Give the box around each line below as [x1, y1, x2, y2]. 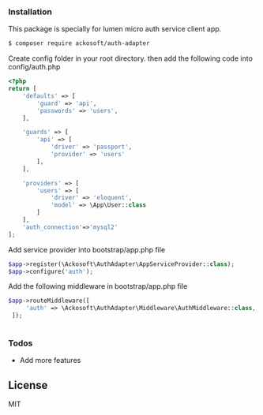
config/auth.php [8, 62, 61, 72]
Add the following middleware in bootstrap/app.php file [8, 282, 188, 291]
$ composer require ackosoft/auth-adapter [8, 39, 150, 47]
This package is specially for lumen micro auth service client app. [8, 24, 222, 34]
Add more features [19, 356, 81, 365]
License [8, 378, 48, 392]
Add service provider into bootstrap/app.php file [8, 245, 166, 254]
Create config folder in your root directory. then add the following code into [8, 54, 253, 63]
